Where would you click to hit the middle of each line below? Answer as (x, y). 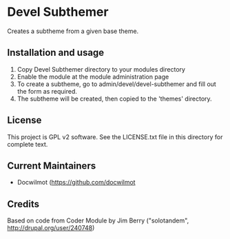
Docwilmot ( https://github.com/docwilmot (76, 183)
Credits (23, 204)
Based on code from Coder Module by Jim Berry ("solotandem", (98, 220)
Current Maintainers (52, 166)
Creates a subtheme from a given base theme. (73, 31)
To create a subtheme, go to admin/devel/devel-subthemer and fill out (117, 84)
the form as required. (47, 91)
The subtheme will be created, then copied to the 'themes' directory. (114, 98)
